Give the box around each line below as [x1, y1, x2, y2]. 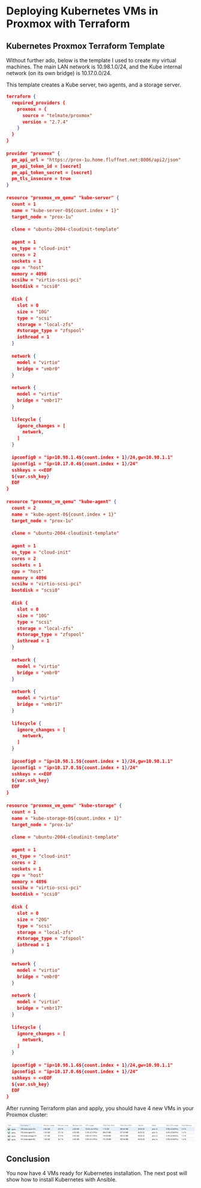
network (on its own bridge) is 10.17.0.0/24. [6, 70, 112, 76]
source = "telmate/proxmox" [22, 112, 93, 118]
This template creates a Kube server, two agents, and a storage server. [6, 81, 181, 88]
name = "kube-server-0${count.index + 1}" [11, 207, 119, 214]
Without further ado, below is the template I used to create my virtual [6, 57, 177, 64]
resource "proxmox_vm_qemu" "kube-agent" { [6, 499, 117, 505]
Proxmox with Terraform [6, 17, 130, 31]
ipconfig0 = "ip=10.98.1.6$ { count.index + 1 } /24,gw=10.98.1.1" [11, 1062, 173, 1068]
